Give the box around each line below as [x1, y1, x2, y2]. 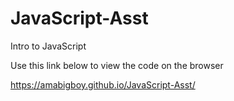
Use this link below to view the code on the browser [10, 59, 224, 71]
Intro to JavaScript [10, 40, 87, 52]
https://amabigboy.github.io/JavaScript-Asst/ [10, 78, 196, 91]
